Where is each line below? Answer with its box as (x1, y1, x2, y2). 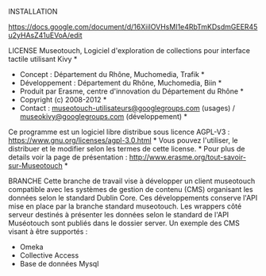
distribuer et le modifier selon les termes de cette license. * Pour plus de (8, 144, 245, 153)
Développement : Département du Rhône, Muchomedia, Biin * (19, 79, 222, 87)
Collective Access (19, 251, 79, 260)
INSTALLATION (8, 7, 58, 16)
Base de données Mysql (19, 259, 99, 268)
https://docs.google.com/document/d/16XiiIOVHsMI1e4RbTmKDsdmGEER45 (8, 22, 258, 31)
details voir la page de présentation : (8, 152, 128, 162)
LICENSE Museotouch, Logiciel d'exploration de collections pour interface (8, 46, 250, 55)
